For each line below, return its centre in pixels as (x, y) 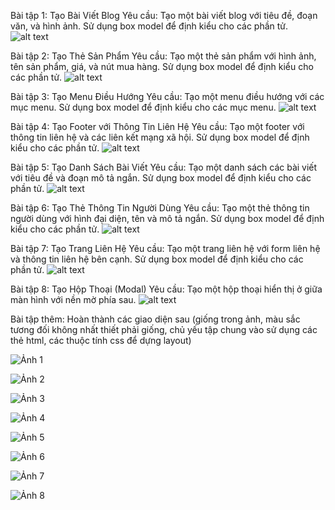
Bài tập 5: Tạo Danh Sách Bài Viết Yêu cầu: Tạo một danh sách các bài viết (164, 167)
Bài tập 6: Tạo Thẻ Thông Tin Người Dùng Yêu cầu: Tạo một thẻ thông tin (160, 208)
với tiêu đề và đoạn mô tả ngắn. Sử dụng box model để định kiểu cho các (161, 178)
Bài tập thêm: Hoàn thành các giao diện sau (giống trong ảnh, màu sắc (155, 319)
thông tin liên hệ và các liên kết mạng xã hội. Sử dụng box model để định (160, 137)
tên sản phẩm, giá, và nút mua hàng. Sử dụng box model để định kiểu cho (162, 66)
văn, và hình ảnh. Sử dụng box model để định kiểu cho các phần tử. (149, 26)
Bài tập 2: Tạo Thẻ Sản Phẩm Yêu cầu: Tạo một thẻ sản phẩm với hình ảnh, (163, 56)
